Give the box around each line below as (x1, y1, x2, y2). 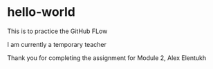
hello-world (7, 4, 76, 20)
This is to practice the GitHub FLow (7, 27, 108, 35)
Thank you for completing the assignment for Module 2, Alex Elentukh (7, 53, 207, 62)
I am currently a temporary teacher (7, 40, 107, 48)
